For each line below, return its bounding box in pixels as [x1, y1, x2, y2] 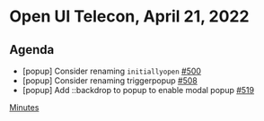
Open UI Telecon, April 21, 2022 [9, 6, 250, 27]
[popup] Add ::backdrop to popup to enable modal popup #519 [22, 85, 254, 95]
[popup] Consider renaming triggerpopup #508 [22, 75, 198, 86]
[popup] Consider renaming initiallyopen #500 [22, 65, 202, 76]
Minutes [9, 102, 40, 113]
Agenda [9, 42, 55, 57]
